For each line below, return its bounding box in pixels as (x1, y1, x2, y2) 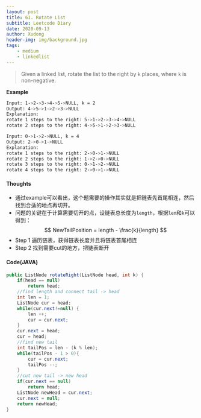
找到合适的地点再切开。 (14, 201, 73, 209)
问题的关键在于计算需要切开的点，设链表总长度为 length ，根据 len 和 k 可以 (14, 209, 196, 217)
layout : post (6, 8, 39, 15)
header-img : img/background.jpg (6, 37, 87, 43)
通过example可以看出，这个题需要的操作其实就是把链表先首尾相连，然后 (14, 194, 194, 201)
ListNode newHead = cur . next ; (17, 390, 93, 396)
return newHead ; (17, 401, 58, 407)
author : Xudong (6, 31, 45, 37)
